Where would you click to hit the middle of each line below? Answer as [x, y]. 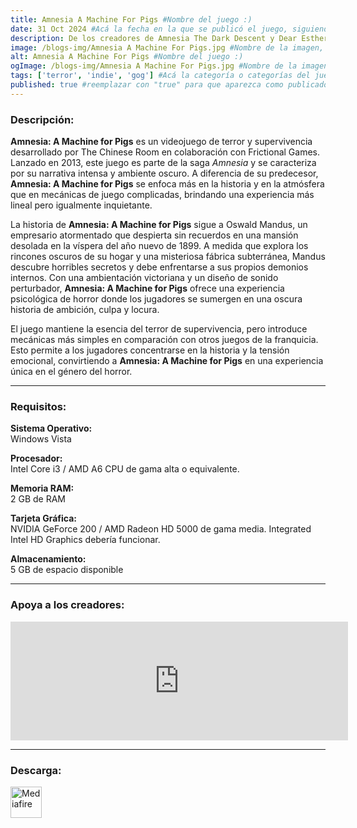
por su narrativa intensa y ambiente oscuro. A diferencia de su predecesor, [164, 173]
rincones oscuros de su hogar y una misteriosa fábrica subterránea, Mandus [168, 257]
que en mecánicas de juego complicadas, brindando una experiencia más [162, 195]
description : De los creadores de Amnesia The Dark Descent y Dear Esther [169, 38]
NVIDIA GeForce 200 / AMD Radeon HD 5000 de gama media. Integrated [161, 529]
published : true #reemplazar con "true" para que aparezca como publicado [169, 85]
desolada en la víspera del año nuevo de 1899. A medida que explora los [159, 246]
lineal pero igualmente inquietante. [81, 205]
